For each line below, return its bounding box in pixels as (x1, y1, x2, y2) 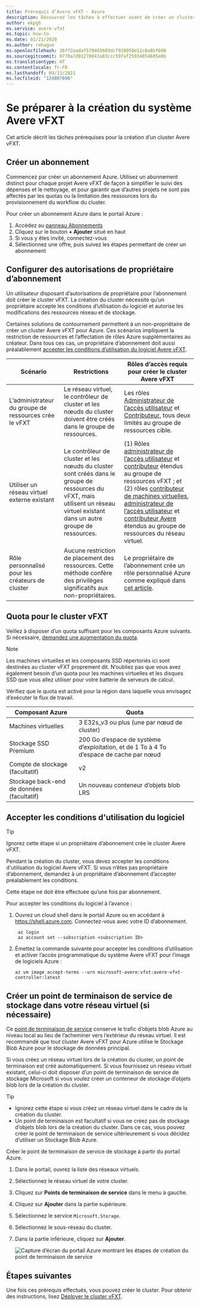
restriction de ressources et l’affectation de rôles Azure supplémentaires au (6, 333, 191, 340)
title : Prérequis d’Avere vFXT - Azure (6, 8, 105, 15)
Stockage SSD (9, 739, 49, 747)
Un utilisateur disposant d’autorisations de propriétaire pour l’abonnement (6, 289, 187, 296)
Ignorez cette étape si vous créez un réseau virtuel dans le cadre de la (14, 1105, 187, 1112)
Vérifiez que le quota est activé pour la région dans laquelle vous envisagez (6, 687, 192, 695)
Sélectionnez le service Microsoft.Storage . (14, 1212, 121, 1219)
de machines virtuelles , (124, 491, 189, 500)
